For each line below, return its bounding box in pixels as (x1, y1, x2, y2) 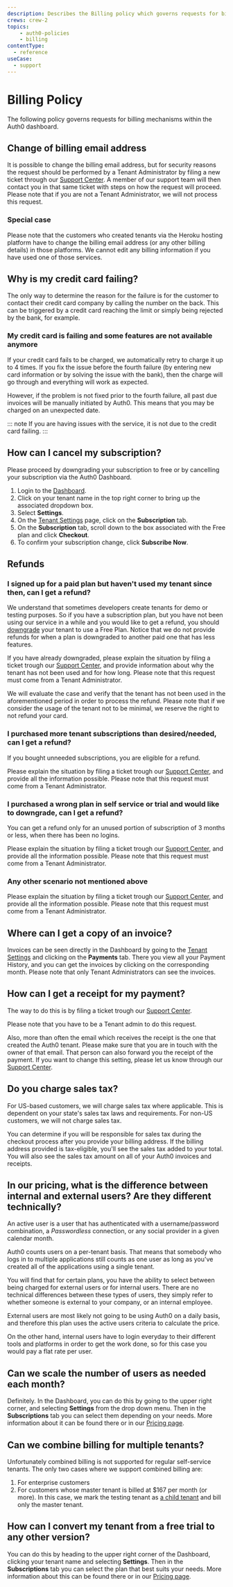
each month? (7, 1378, 65, 1390)
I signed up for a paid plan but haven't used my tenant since (7, 578, 213, 588)
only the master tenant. (17, 1501, 84, 1509)
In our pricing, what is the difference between (7, 1180, 209, 1191)
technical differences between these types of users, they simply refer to (7, 1291, 214, 1299)
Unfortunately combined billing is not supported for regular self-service (7, 1458, 212, 1466)
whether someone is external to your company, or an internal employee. (7, 1298, 213, 1307)
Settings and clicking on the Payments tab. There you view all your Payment (7, 953, 225, 961)
